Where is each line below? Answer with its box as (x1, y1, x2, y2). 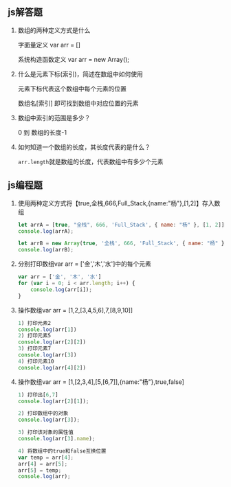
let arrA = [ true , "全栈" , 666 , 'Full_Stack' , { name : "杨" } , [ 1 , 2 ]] (17, 221, 225, 228)
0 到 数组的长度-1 (17, 128, 67, 136)
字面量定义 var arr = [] (17, 41, 81, 49)
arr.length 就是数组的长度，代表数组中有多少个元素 (17, 157, 164, 166)
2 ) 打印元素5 (17, 332, 52, 339)
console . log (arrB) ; (17, 247, 74, 253)
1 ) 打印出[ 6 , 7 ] (17, 391, 58, 398)
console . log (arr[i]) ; (30, 286, 92, 293)
